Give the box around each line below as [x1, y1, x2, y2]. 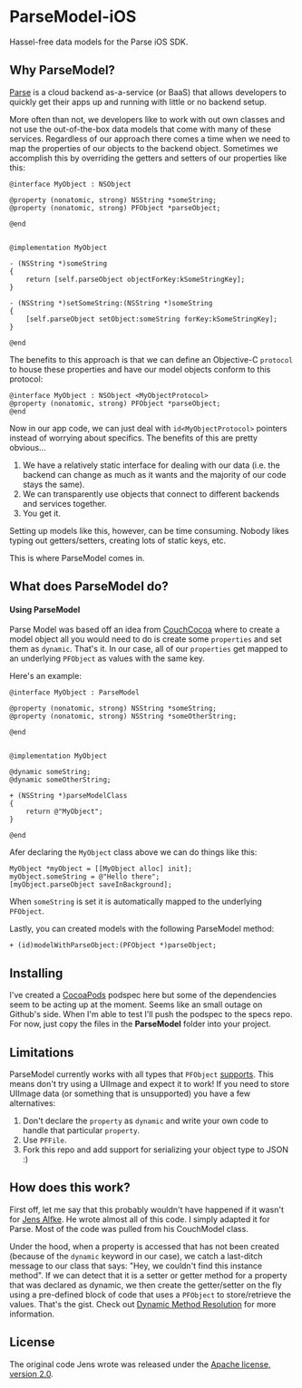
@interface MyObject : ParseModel [9, 688, 141, 697]
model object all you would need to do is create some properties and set [9, 634, 283, 645]
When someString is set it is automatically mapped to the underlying [9, 896, 263, 908]
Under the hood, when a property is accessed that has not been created [9, 1240, 279, 1252]
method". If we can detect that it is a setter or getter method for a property [9, 1269, 287, 1280]
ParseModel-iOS [9, 6, 137, 27]
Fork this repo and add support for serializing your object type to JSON [22, 1144, 288, 1155]
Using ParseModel [9, 604, 81, 615]
